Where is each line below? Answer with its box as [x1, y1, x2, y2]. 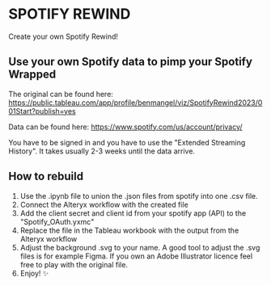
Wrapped [8, 68, 57, 82]
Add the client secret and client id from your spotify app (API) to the [19, 208, 247, 218]
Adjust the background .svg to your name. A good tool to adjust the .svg [19, 242, 260, 252]
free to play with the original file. [19, 259, 128, 269]
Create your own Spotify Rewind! [8, 32, 119, 41]
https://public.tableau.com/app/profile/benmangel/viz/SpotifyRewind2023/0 [8, 98, 263, 107]
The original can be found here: [8, 89, 113, 99]
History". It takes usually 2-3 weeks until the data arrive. [8, 146, 196, 156]
